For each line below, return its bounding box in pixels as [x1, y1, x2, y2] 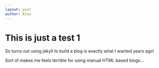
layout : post [5, 7, 32, 12]
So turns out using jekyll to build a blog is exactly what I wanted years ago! [5, 48, 154, 54]
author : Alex [5, 12, 32, 16]
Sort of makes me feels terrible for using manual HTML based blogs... [5, 57, 144, 63]
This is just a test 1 [5, 32, 80, 43]
